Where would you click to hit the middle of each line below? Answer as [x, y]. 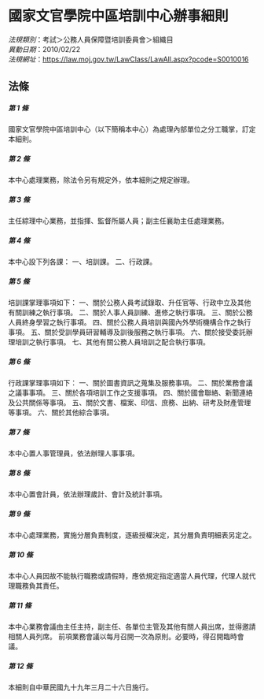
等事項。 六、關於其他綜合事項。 [61, 413]
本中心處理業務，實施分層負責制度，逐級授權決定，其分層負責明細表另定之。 [132, 535]
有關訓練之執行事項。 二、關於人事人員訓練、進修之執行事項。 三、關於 [124, 313]
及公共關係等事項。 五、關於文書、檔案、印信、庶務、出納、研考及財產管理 [130, 403]
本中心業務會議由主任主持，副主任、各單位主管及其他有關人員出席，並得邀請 [132, 626]
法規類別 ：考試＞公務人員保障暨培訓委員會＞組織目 [91, 39]
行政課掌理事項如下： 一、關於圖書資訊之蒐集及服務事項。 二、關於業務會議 [130, 383]
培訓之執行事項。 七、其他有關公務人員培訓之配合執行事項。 [112, 342]
